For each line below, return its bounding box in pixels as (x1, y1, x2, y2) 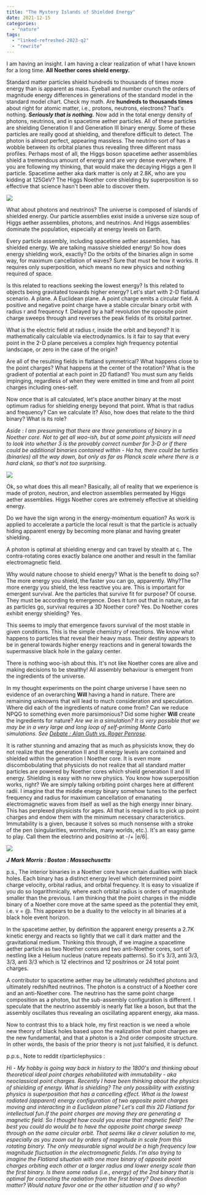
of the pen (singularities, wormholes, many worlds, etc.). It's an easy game (6, 826, 195, 833)
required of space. (6, 270, 53, 277)
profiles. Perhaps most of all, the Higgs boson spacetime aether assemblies (6, 150, 197, 157)
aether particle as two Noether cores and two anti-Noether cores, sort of (6, 945, 190, 952)
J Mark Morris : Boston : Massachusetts (6, 856, 112, 863)
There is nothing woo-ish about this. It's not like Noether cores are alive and (6, 659, 198, 667)
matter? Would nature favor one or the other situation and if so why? (6, 1181, 180, 1189)
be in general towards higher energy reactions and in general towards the (6, 641, 192, 648)
